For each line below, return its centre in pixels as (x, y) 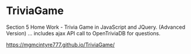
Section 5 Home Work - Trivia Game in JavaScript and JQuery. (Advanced (96, 27)
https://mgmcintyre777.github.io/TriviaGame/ (61, 45)
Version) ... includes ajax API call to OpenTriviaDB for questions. (83, 33)
